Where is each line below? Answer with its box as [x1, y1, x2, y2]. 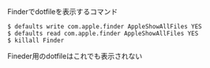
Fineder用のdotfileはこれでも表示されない [7, 51, 143, 61]
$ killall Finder [7, 36, 65, 44]
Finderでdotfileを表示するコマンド [7, 7, 118, 16]
